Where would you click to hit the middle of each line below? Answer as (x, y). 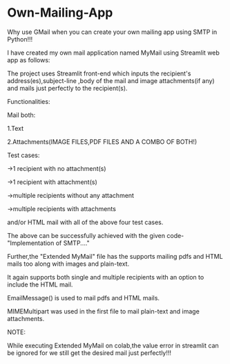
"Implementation (31, 243)
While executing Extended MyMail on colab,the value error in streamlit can (113, 345)
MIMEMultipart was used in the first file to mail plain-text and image (104, 311)
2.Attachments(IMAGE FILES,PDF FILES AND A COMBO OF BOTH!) (102, 142)
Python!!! (20, 39)
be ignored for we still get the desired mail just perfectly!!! (89, 353)
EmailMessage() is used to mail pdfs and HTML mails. (84, 298)
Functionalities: (29, 101)
